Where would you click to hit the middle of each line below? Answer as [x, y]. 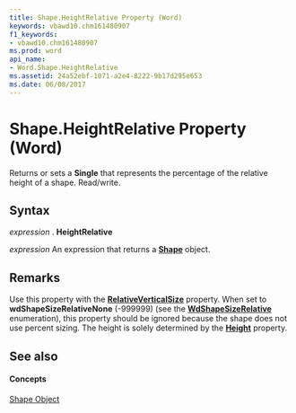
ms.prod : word [36, 51]
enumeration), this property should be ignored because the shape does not [148, 319]
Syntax [30, 211]
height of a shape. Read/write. [65, 182]
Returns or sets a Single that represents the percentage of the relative [139, 172]
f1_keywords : [34, 34]
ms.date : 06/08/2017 [48, 84]
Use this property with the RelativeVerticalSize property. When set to [138, 299]
